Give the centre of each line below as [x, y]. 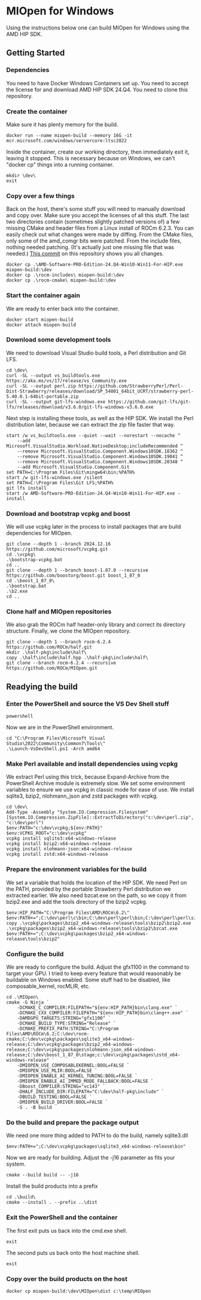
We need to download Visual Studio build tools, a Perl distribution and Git [96, 353]
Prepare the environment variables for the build [76, 870]
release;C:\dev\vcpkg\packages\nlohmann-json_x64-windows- [81, 1049]
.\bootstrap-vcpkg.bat [34, 560]
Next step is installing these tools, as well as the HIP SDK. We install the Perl [100, 418]
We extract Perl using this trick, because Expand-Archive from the [88, 777]
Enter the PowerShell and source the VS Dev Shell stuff [88, 703]
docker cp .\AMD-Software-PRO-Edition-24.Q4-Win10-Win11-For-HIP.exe [95, 265]
